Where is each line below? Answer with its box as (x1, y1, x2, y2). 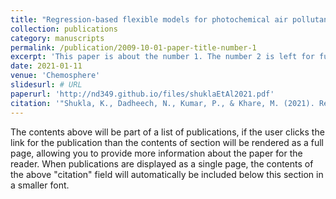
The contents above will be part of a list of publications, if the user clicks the (10, 126, 325, 138)
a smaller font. (10, 179, 70, 191)
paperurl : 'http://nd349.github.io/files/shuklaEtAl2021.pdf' (10, 89, 275, 99)
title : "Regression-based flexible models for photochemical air (10, 14, 288, 25)
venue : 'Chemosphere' (10, 71, 101, 81)
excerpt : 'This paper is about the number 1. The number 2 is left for (10, 52, 315, 62)
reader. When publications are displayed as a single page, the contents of (10, 157, 314, 170)
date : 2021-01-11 (10, 61, 83, 71)
